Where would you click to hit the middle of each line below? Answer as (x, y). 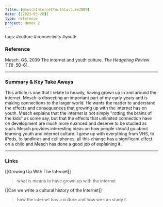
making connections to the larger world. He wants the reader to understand (81, 103)
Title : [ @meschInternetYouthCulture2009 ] (48, 9)
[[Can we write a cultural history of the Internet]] (53, 190)
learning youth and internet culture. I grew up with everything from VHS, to (80, 133)
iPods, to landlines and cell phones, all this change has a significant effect (79, 139)
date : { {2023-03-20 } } (27, 14)
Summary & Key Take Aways (39, 82)
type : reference (21, 18)
